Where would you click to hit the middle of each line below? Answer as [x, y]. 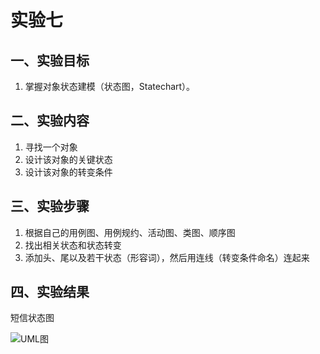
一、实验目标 [50, 60]
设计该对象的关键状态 [68, 159]
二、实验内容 [50, 121]
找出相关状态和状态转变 [73, 245]
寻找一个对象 [51, 147]
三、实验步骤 [50, 206]
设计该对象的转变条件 [68, 172]
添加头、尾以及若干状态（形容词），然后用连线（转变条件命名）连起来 [167, 257]
